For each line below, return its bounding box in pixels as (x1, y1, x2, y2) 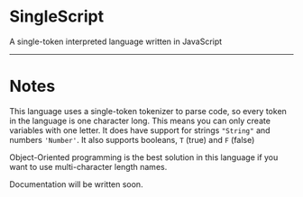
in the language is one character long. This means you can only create (9, 115, 271, 126)
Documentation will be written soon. (9, 178, 143, 190)
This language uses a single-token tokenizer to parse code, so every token (9, 105, 287, 116)
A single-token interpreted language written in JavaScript (9, 36, 223, 47)
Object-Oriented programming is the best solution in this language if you (9, 151, 279, 163)
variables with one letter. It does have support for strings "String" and (9, 124, 271, 136)
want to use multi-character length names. (9, 161, 168, 172)
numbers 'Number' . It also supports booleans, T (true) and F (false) (9, 134, 255, 145)
